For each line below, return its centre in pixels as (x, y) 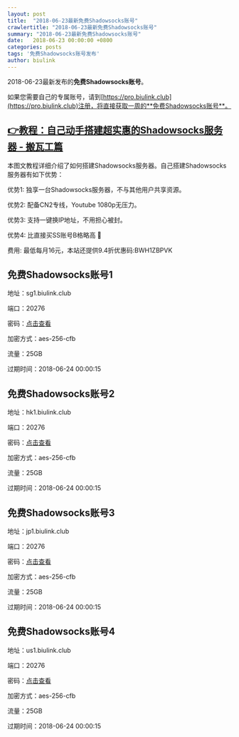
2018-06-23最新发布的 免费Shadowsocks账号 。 (78, 81)
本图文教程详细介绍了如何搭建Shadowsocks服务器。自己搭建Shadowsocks (117, 166)
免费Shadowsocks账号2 (61, 393)
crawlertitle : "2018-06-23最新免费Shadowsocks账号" (83, 27)
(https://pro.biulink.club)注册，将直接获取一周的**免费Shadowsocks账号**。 (119, 106)
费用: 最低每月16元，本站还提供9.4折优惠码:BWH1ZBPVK (90, 250)
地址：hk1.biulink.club (39, 412)
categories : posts (34, 47)
